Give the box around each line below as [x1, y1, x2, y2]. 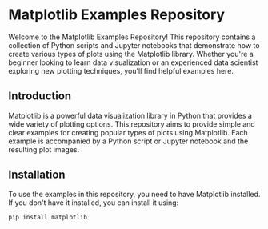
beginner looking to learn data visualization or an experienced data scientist [8, 58, 258, 67]
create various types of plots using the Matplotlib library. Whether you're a [8, 49, 254, 58]
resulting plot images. [8, 144, 80, 154]
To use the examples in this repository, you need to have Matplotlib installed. [8, 189, 261, 199]
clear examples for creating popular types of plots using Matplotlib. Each [8, 127, 248, 137]
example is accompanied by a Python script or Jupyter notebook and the [8, 136, 249, 146]
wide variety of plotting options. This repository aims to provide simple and [8, 119, 256, 129]
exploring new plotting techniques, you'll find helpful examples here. [8, 66, 234, 75]
